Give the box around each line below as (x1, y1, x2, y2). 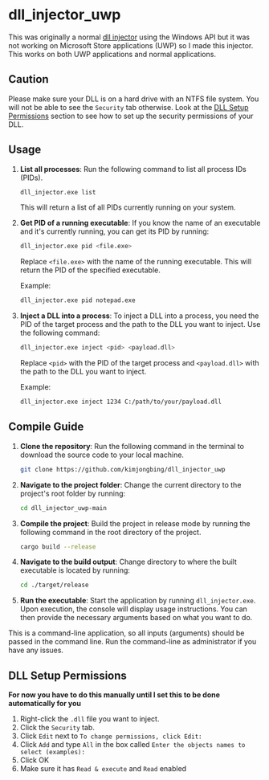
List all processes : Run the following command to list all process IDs (19, 164, 247, 174)
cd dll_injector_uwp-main (19, 504, 107, 512)
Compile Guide (8, 420, 84, 434)
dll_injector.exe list (19, 188, 96, 196)
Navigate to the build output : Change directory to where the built (19, 557, 237, 567)
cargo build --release (19, 542, 96, 551)
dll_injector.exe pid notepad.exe (19, 296, 136, 304)
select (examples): (19, 749, 86, 757)
